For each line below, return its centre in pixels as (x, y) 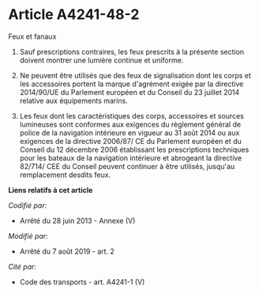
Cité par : (23, 266)
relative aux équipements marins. (73, 100)
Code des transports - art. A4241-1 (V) (82, 281)
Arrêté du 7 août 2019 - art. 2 (67, 251)
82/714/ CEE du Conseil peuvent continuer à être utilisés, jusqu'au (127, 166)
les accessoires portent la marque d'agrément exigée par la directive (131, 84)
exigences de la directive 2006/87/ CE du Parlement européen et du (131, 141)
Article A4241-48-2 (74, 15)
